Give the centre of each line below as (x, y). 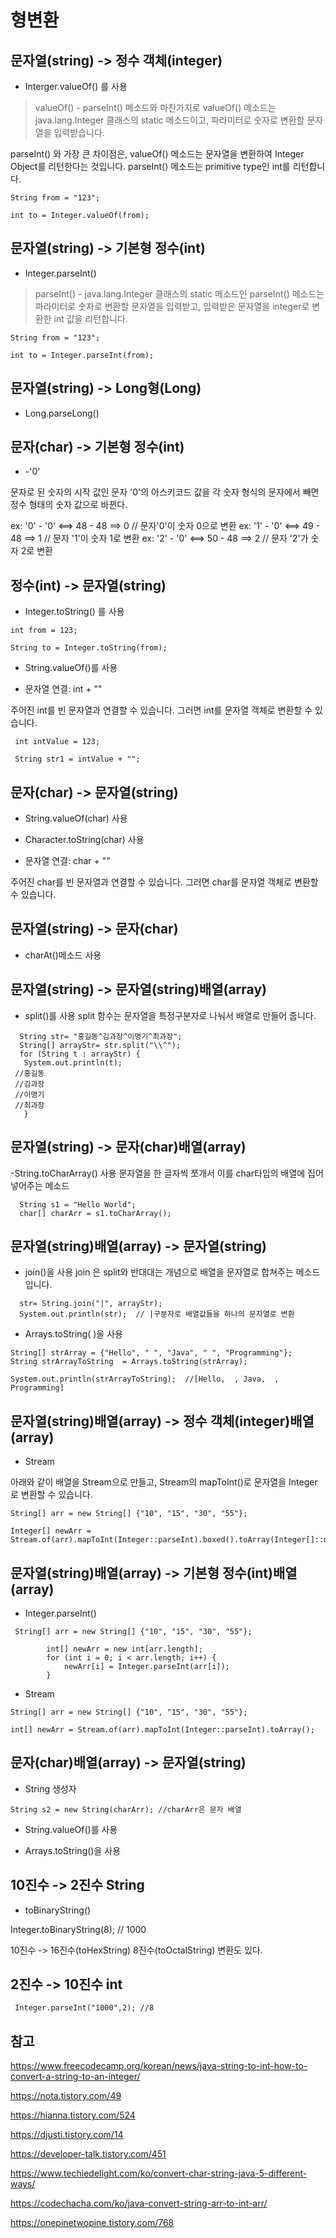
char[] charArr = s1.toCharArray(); (95, 1213)
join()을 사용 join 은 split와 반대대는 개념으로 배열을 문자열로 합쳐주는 (159, 1272)
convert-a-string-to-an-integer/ (75, 2077)
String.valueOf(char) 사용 (76, 818)
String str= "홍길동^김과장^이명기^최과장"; (101, 1036)
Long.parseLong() (62, 413)
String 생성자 (50, 1788)
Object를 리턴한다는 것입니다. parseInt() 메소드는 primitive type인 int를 (150, 166)
